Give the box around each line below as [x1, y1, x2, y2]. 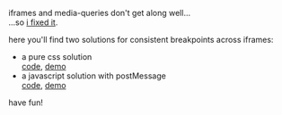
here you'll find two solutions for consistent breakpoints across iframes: [8, 35, 274, 45]
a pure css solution [21, 52, 93, 62]
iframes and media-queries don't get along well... [8, 8, 190, 18]
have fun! [8, 97, 44, 108]
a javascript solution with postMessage [21, 70, 167, 81]
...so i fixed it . [8, 17, 58, 28]
